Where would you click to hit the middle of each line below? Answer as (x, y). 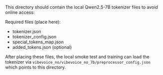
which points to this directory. (36, 67)
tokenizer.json (27, 31)
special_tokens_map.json (38, 42)
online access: (20, 12)
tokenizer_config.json (34, 37)
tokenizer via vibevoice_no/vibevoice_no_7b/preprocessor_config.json (78, 62)
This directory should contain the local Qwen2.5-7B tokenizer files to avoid (81, 7)
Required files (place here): (33, 22)
